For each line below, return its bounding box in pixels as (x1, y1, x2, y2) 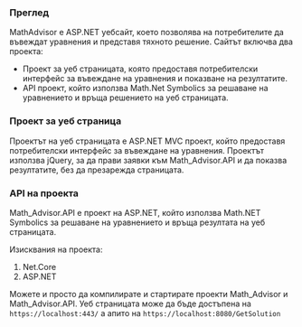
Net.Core (22, 261, 57, 272)
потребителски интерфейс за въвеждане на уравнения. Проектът (9, 145, 265, 155)
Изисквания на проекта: (9, 244, 103, 255)
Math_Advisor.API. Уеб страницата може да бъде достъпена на (9, 298, 251, 309)
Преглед (9, 6, 50, 19)
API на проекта (9, 187, 80, 200)
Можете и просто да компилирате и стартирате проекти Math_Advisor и (9, 288, 288, 299)
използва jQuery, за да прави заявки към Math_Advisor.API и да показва (9, 154, 288, 165)
